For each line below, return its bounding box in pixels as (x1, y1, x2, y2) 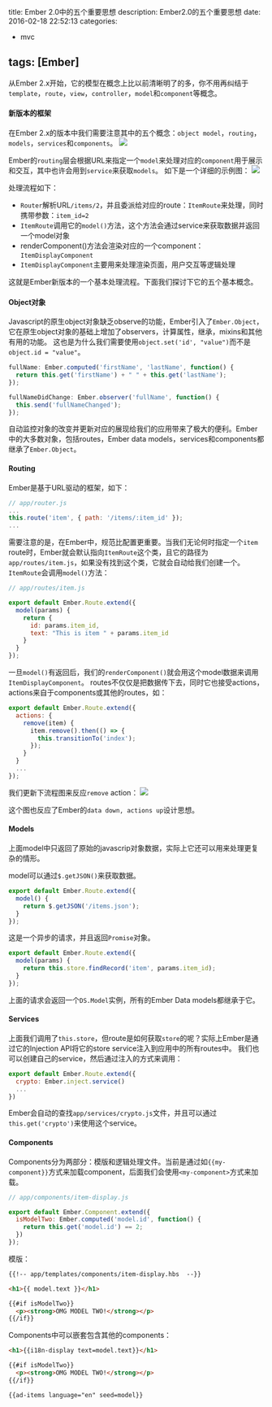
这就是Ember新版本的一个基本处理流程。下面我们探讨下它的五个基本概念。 (8, 277, 258, 287)
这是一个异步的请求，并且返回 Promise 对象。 (8, 933, 156, 943)
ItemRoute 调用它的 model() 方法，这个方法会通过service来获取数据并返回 (19, 220, 260, 230)
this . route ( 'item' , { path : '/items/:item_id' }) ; (8, 514, 183, 522)
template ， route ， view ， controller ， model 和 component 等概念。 (8, 88, 222, 98)
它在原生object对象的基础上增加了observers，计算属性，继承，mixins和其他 (8, 327, 262, 337)
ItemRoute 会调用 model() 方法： (8, 568, 110, 577)
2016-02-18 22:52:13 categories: (8, 16, 118, 26)
